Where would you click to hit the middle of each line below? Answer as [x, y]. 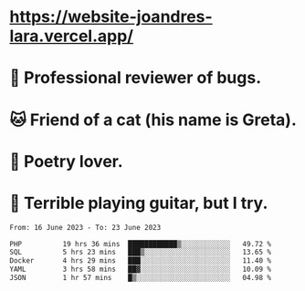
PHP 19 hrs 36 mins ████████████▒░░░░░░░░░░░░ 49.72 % [141, 244]
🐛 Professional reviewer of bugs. [136, 78]
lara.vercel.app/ [72, 36]
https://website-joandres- [111, 17]
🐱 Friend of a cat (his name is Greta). [153, 120]
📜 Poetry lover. [66, 161]
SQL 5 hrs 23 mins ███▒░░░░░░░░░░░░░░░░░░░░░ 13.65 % [141, 253]
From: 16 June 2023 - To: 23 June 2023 [85, 227]
